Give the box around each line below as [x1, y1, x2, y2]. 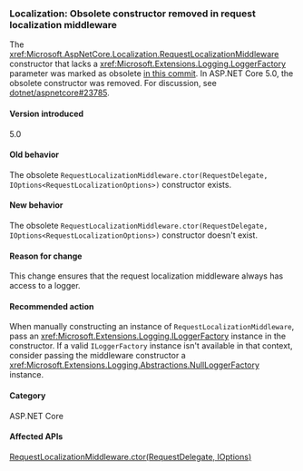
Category [9, 389, 46, 401]
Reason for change [9, 250, 83, 261]
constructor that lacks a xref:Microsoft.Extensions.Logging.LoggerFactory [9, 58, 287, 70]
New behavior [9, 200, 64, 211]
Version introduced [9, 108, 84, 119]
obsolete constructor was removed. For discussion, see [9, 78, 218, 89]
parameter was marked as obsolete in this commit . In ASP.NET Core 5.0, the [9, 68, 294, 79]
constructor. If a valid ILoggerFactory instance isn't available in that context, [9, 340, 293, 351]
